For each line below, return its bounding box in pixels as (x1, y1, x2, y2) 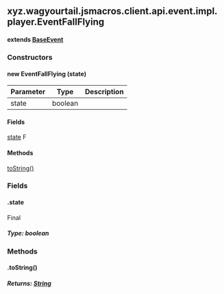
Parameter (10, 87, 46, 97)
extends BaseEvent (7, 35, 64, 43)
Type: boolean (7, 229, 49, 238)
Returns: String (7, 279, 51, 287)
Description (84, 87, 125, 97)
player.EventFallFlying (7, 16, 105, 28)
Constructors (7, 52, 53, 62)
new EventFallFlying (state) (7, 69, 87, 78)
